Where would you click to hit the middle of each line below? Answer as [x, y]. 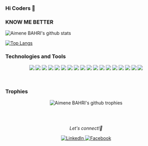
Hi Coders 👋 [20, 8]
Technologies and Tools [36, 57]
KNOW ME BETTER [29, 22]
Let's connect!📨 [86, 128]
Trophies [17, 92]
